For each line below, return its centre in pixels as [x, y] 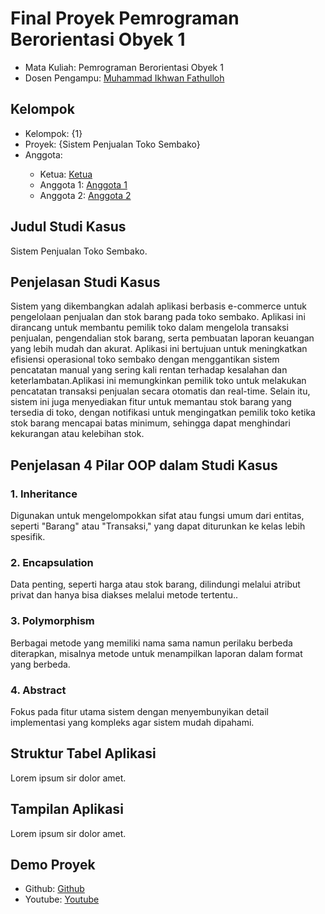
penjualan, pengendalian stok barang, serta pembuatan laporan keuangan [162, 338]
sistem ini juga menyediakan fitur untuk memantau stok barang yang [151, 402]
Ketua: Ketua [66, 174]
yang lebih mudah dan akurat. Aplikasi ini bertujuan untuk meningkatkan [159, 349]
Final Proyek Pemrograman [125, 18]
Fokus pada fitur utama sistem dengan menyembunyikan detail [139, 711]
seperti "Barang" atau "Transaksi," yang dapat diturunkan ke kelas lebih [158, 526]
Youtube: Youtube [62, 899]
